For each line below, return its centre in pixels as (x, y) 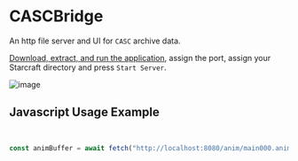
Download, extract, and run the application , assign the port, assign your (140, 57)
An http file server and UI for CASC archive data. (95, 41)
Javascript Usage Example (84, 112)
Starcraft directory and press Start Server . (88, 67)
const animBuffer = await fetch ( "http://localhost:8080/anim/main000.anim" (152, 148)
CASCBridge (56, 16)
